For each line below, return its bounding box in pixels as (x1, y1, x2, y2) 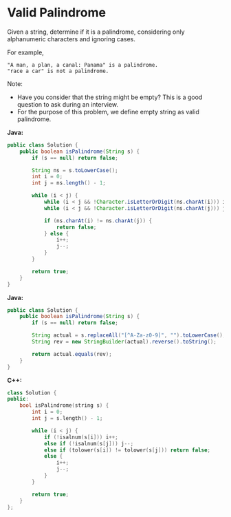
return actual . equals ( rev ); (32, 350, 112, 357)
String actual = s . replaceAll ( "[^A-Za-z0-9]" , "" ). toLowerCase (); (32, 332, 226, 339)
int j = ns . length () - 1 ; (32, 180, 107, 187)
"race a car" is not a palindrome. (7, 67, 109, 74)
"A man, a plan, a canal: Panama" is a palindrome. (7, 61, 158, 68)
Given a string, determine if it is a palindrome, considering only (7, 28, 185, 36)
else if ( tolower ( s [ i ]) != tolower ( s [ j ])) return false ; (43, 446, 211, 454)
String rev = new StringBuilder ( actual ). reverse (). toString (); (32, 339, 217, 346)
